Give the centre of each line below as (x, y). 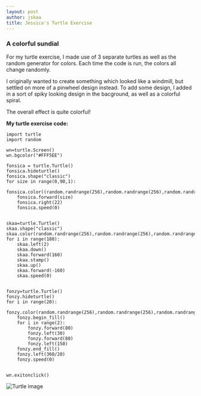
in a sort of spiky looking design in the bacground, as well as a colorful (93, 94)
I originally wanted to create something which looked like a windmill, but (95, 81)
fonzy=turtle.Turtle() (34, 291)
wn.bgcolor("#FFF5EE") (34, 155)
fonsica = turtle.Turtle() (40, 166)
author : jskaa (24, 17)
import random (24, 139)
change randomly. (28, 69)
